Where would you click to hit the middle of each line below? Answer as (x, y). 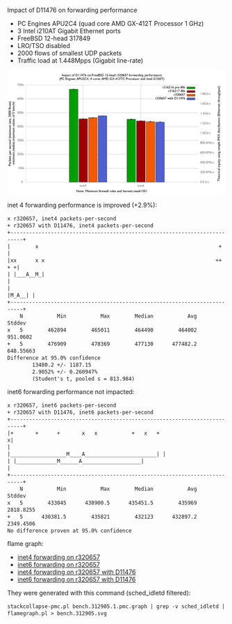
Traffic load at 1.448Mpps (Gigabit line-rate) (80, 61)
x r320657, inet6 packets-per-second (62, 405)
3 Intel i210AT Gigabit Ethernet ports (69, 31)
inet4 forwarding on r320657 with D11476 (76, 572)
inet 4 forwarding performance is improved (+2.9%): (82, 205)
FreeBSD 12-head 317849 (54, 38)
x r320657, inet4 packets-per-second (62, 219)
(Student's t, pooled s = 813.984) (84, 379)
